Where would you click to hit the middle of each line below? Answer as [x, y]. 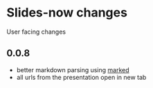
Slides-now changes [67, 13]
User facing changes [36, 32]
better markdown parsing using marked [73, 69]
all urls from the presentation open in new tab [81, 77]
